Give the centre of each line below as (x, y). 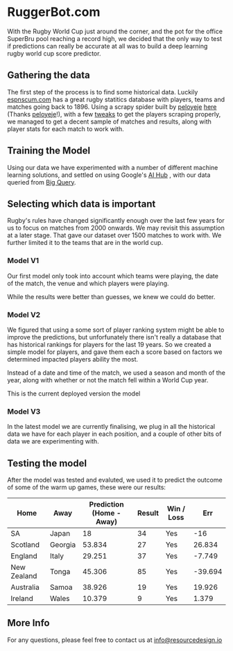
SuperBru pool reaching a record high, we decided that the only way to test (114, 38)
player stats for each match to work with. (66, 128)
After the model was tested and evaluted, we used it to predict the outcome (115, 480)
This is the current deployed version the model (74, 394)
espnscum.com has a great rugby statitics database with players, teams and (116, 99)
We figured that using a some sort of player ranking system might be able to (116, 330)
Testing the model (47, 463)
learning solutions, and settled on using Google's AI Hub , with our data (109, 175)
